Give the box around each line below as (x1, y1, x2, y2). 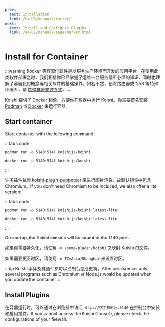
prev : (5, 7, 16, 12)
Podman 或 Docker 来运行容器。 (5, 103, 70, 109)
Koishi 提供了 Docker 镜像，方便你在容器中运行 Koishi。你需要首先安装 (5, 97, 148, 103)
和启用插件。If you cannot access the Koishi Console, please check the (5, 310, 149, 316)
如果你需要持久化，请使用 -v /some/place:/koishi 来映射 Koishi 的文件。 (5, 244, 152, 251)
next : (5, 21, 16, 26)
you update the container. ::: (5, 276, 62, 282)
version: (5, 189, 22, 195)
